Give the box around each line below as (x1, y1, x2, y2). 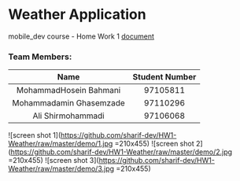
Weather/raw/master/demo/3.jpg (8, 164, 115, 174)
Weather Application (8, 6, 147, 24)
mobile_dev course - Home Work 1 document (8, 31, 155, 41)
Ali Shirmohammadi (32, 110, 105, 121)
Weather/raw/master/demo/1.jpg (8, 139, 113, 149)
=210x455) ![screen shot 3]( (8, 156, 100, 165)
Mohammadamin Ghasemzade (12, 98, 126, 109)
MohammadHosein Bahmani (16, 85, 121, 96)
